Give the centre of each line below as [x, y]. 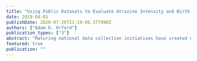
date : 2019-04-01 [27, 17]
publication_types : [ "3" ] [38, 33]
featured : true [25, 44]
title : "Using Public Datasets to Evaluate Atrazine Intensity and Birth [98, 11]
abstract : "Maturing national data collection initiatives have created [97, 38]
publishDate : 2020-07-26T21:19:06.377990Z [59, 22]
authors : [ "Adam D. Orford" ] [42, 28]
